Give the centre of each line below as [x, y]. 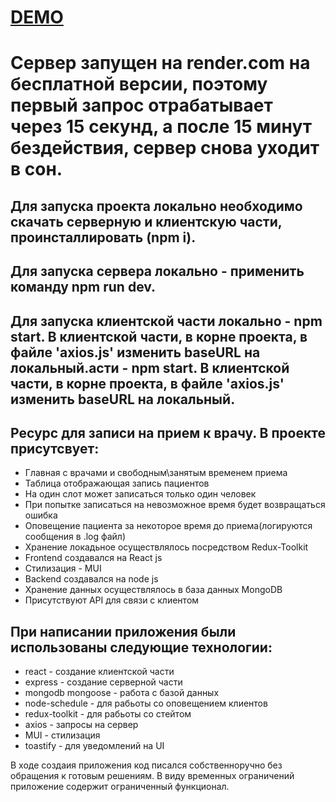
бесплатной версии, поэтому [139, 84]
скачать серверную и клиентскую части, [146, 221]
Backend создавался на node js [91, 579]
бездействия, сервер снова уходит [165, 148]
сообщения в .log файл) [75, 537]
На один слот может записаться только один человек [140, 494]
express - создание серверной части [103, 682]
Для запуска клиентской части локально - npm [166, 321]
